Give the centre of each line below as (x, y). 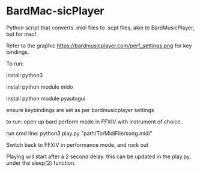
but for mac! (21, 34)
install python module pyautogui (46, 98)
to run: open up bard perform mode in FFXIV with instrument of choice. (94, 122)
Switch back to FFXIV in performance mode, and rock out (77, 144)
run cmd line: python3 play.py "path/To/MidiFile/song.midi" (79, 133)
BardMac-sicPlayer (55, 11)
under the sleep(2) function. (41, 162)
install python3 (25, 75)
